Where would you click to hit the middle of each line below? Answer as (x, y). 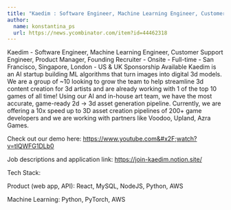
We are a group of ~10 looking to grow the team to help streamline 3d (106, 82)
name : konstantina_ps (44, 26)
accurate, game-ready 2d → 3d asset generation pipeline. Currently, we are (114, 103)
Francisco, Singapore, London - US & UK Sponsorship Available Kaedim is (112, 67)
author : (18, 20)
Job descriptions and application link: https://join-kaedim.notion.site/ (105, 160)
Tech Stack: (24, 173)
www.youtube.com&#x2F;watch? (150, 139)
